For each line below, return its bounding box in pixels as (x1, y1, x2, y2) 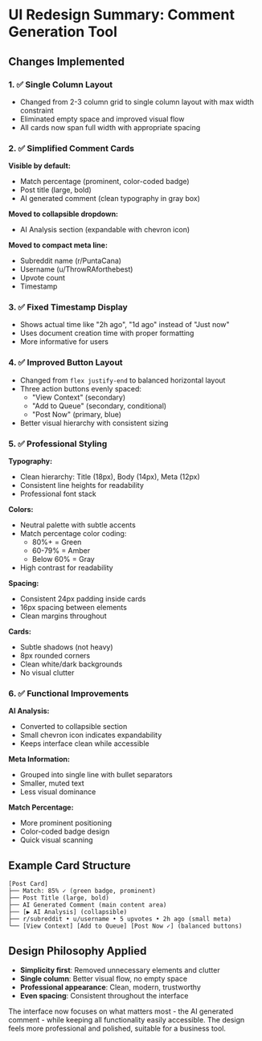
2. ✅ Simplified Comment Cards (8, 142, 135, 154)
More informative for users (19, 337, 108, 346)
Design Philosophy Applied (8, 944, 147, 957)
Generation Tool (8, 23, 118, 41)
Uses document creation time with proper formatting (19, 328, 194, 338)
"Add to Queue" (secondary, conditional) (31, 400, 167, 411)
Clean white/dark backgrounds (19, 659, 123, 669)
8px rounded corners (19, 651, 91, 661)
